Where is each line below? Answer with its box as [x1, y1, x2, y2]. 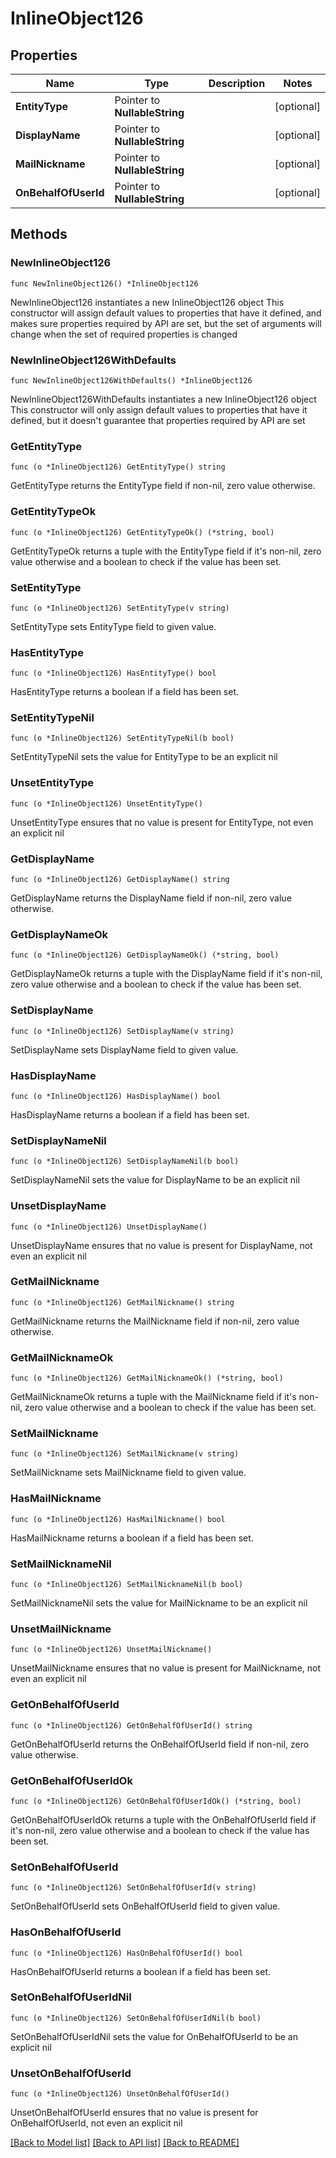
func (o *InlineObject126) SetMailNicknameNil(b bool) [10, 1580, 244, 1590]
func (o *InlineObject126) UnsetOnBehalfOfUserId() [10, 2089, 230, 2099]
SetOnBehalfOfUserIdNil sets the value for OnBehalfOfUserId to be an [10, 2030, 298, 2042]
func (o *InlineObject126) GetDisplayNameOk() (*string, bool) [10, 950, 280, 961]
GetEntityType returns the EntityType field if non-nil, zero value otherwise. [10, 480, 316, 492]
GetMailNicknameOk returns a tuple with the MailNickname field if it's [10, 1391, 297, 1403]
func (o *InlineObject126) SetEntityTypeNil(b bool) [10, 733, 235, 744]
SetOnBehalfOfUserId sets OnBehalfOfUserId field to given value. [10, 1900, 281, 1912]
